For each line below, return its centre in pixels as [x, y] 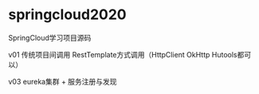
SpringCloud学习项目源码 [50, 37]
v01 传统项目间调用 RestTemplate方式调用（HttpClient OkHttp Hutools [123, 54]
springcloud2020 [67, 15]
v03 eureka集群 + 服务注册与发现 [63, 81]
